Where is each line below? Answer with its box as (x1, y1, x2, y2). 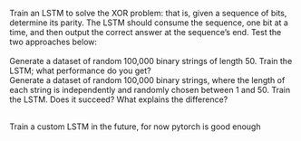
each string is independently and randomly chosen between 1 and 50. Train (9, 85, 291, 95)
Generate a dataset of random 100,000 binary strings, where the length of (9, 75, 286, 85)
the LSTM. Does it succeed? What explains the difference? (9, 94, 228, 105)
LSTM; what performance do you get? (9, 65, 151, 76)
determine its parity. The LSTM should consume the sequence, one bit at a (9, 17, 288, 28)
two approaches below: (9, 36, 98, 47)
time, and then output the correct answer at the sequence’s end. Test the (9, 27, 282, 37)
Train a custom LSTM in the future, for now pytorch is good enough (9, 121, 261, 132)
